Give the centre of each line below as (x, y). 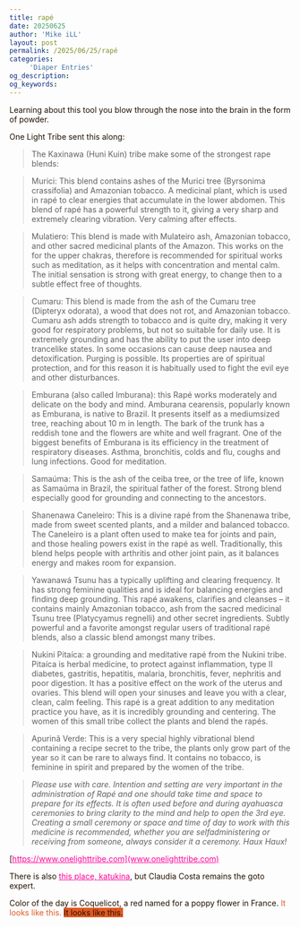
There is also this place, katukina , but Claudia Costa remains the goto (137, 876)
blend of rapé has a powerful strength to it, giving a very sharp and (155, 209)
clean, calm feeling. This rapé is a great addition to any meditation (153, 702)
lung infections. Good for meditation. (99, 461)
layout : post (34, 43)
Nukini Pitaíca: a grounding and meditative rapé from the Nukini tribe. (159, 654)
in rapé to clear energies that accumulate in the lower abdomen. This (158, 200)
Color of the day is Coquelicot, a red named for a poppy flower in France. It (148, 903)
